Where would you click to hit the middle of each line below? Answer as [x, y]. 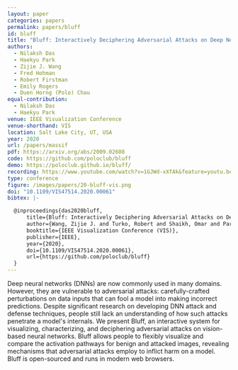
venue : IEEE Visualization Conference [64, 119]
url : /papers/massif [38, 146]
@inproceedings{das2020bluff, [58, 211]
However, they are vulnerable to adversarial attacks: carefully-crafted [109, 291]
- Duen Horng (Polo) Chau [52, 93]
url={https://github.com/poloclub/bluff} [88, 257]
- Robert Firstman [41, 80]
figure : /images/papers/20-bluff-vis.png [69, 185]
